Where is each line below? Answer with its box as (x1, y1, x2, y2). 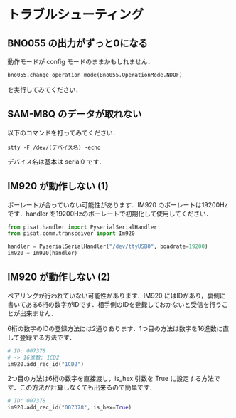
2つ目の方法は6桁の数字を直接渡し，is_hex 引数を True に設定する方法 (7, 375, 215, 383)
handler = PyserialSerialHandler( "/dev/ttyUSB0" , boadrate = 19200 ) (7, 243, 208, 250)
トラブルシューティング (7, 6, 144, 23)
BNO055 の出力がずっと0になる (7, 37, 148, 49)
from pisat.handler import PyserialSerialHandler (7, 224, 158, 231)
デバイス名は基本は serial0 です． (7, 157, 105, 166)
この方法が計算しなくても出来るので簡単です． (19, 383, 156, 392)
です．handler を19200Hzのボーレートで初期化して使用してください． (7, 209, 213, 218)
